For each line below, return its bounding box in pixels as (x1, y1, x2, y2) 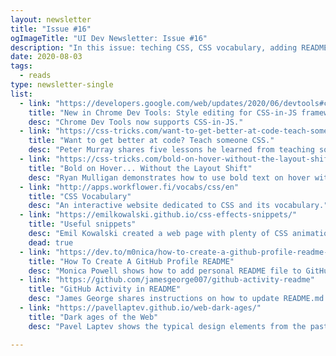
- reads (19, 71, 52, 81)
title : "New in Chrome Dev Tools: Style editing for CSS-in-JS (28, 107, 298, 118)
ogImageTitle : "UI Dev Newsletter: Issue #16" (10, 33, 208, 43)
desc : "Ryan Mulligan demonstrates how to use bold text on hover (28, 172, 311, 183)
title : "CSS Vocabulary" (28, 191, 132, 201)
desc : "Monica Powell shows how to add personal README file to (28, 266, 302, 276)
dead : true (28, 237, 74, 248)
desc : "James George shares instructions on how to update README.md (28, 294, 325, 304)
